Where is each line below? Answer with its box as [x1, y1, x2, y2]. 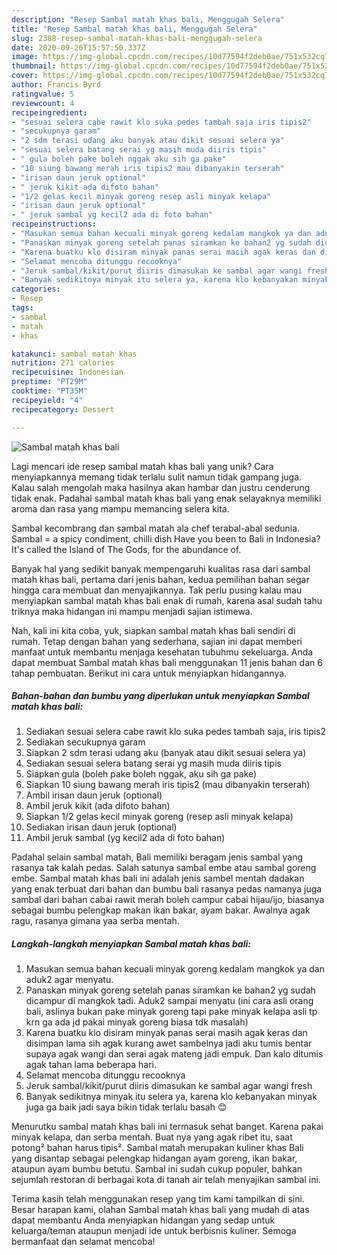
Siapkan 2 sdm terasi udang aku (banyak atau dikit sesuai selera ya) [25, 747, 307, 759]
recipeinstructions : [11, 219, 98, 230]
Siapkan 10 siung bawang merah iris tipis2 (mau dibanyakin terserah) [25, 779, 311, 791]
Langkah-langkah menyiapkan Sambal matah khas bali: [11, 938, 251, 950]
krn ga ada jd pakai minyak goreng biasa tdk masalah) [25, 1016, 249, 1028]
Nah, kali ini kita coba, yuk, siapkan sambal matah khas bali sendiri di [11, 624, 296, 636]
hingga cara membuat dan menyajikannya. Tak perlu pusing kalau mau [11, 584, 303, 596]
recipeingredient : [11, 107, 88, 118]
